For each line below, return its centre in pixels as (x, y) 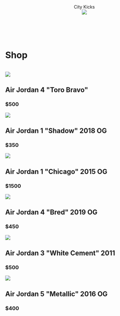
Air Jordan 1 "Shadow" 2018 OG (56, 131)
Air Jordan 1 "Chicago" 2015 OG (56, 171)
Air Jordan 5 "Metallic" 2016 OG (56, 294)
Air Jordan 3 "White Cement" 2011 (60, 253)
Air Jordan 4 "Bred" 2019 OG (51, 212)
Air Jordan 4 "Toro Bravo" (47, 90)
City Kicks (84, 7)
